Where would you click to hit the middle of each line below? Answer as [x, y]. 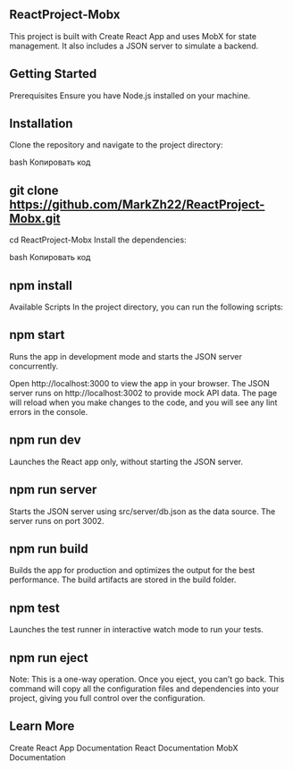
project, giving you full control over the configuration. [107, 698]
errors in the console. [49, 411]
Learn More [42, 727]
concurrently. [34, 366]
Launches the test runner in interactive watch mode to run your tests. [136, 630]
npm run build [49, 549]
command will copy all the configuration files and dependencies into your [144, 689]
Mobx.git [35, 218]
